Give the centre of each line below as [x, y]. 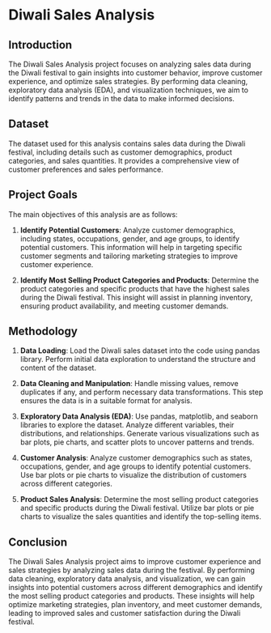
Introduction [40, 45]
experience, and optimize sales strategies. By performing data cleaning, [128, 81]
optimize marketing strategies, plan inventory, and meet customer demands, [135, 605]
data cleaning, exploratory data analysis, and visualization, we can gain [127, 579]
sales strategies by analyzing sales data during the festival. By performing [131, 570]
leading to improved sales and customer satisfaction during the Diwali [125, 614]
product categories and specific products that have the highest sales [135, 288]
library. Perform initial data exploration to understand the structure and [138, 359]
